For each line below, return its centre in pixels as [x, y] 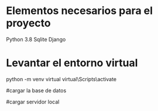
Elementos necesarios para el [80, 11]
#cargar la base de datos [36, 90]
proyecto [28, 23]
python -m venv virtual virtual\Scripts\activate [61, 79]
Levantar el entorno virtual [72, 63]
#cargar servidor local [33, 102]
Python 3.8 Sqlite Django [36, 39]
